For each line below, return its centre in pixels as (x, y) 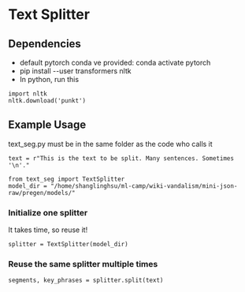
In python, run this (49, 79)
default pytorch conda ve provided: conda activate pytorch (115, 62)
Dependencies (45, 44)
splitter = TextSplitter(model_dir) (68, 245)
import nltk (28, 94)
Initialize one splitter (48, 212)
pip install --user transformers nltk (75, 71)
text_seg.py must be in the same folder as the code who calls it (110, 144)
